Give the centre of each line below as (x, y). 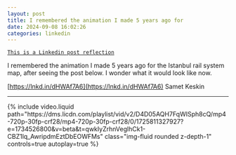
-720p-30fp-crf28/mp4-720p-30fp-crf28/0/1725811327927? (96, 122)
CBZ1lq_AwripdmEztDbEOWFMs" (55, 137)
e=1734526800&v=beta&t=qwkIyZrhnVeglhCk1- (77, 129)
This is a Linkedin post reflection (61, 53)
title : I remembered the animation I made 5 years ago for (96, 20)
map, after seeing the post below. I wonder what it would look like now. (110, 73)
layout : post (26, 14)
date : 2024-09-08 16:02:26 (47, 27)
